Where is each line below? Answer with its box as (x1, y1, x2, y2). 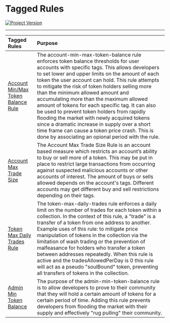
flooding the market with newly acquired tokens (37, 114, 150, 121)
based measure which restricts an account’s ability (37, 147, 158, 154)
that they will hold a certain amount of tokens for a (37, 290, 156, 297)
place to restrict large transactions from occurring (37, 160, 155, 167)
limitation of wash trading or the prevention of (37, 238, 146, 245)
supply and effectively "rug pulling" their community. (37, 309, 162, 316)
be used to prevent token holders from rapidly (37, 108, 146, 115)
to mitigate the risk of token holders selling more (37, 83, 152, 90)
